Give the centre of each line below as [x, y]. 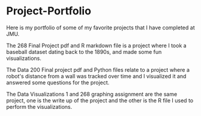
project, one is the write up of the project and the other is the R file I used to [100, 100]
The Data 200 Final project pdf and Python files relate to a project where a [98, 69]
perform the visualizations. [39, 106]
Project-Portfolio [49, 11]
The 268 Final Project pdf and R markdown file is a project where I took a [97, 45]
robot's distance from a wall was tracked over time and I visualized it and [96, 76]
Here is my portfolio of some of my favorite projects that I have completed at [100, 28]
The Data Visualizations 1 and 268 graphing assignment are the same [92, 94]
